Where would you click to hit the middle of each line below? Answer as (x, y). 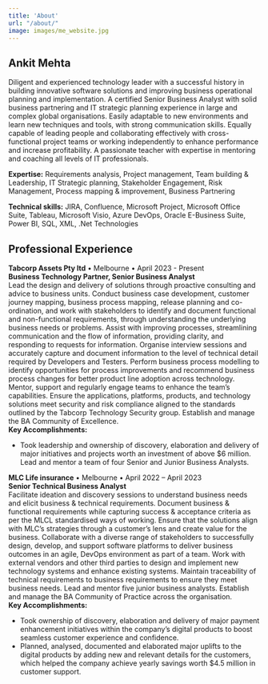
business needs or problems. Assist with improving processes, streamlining (133, 328)
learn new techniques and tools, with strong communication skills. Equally (130, 125)
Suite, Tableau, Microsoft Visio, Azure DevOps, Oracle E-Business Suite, (127, 215)
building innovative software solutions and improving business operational (130, 91)
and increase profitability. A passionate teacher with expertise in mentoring (132, 150)
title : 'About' (34, 16)
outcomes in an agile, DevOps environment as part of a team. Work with (127, 554)
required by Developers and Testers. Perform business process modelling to (134, 362)
